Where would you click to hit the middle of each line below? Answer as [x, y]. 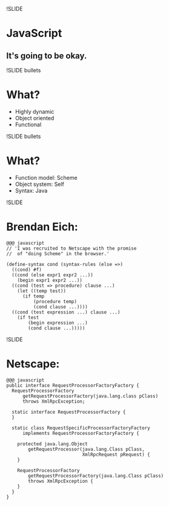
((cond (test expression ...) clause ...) [66, 312]
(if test [28, 317]
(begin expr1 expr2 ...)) [50, 280]
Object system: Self [40, 184]
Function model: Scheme [46, 177]
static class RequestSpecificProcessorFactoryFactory [81, 428]
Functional [28, 125]
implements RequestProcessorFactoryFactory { [81, 433]
